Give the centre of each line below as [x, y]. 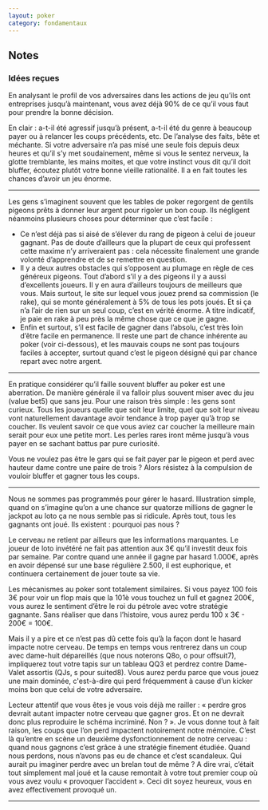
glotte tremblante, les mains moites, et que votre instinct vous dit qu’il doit [130, 162]
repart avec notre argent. [61, 362]
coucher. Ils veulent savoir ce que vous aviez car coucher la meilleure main [132, 427]
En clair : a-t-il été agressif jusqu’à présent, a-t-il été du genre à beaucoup [130, 128]
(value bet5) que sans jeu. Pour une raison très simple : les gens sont [122, 401]
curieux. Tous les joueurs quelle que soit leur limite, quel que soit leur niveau [134, 410]
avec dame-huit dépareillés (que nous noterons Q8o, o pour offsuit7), [122, 656]
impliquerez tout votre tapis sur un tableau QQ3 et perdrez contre [116, 664]
